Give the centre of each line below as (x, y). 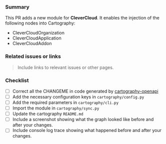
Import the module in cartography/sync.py (56, 108)
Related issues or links (33, 56)
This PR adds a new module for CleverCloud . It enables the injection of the (82, 18)
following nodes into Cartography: (40, 23)
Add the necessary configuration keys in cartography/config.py (78, 96)
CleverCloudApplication (37, 38)
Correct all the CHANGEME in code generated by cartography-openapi (85, 91)
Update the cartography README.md (48, 114)
